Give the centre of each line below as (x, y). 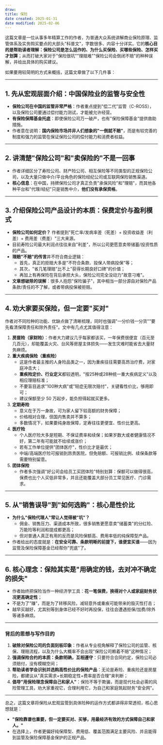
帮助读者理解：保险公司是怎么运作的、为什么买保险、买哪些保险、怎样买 (86, 50)
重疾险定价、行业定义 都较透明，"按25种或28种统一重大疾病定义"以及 (88, 374)
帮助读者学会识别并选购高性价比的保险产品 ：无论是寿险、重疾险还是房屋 (84, 670)
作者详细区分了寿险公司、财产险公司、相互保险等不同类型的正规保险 (80, 170)
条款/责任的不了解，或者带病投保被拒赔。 (53, 287)
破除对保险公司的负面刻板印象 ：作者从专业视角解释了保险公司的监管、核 (84, 645)
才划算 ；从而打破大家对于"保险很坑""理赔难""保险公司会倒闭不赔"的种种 (77, 56)
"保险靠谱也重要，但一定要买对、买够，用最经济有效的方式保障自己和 (81, 719)
